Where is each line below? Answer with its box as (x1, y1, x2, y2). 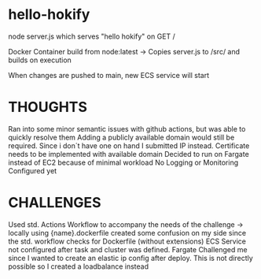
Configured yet (8, 166, 57, 175)
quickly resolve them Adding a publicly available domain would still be (8, 132, 235, 142)
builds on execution (8, 55, 72, 65)
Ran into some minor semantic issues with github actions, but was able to (8, 124, 246, 133)
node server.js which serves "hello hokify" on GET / (8, 32, 175, 41)
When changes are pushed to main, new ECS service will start (8, 70, 210, 80)
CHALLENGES (8, 194, 101, 212)
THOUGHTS (8, 99, 88, 116)
